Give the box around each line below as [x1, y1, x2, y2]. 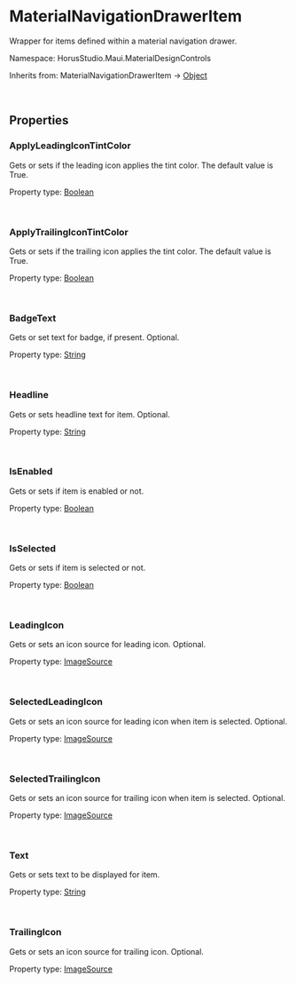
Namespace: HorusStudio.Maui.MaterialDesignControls [9, 52, 211, 63]
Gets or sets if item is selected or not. [9, 562, 146, 574]
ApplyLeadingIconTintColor [9, 139, 131, 152]
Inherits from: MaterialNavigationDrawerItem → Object [9, 69, 208, 81]
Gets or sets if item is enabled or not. [9, 486, 144, 496]
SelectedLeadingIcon [9, 695, 104, 708]
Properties [9, 113, 69, 128]
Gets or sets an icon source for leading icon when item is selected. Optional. [9, 716, 288, 726]
